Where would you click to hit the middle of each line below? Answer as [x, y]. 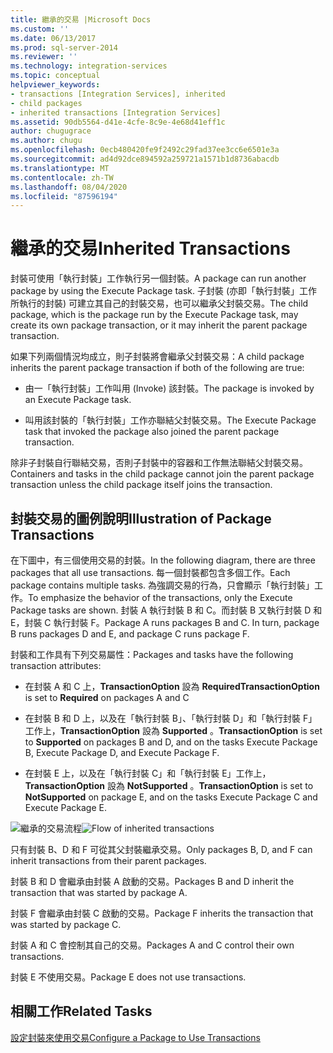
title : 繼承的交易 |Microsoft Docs [81, 19]
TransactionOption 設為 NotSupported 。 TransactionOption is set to [169, 785]
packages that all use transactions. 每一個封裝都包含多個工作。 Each [150, 572]
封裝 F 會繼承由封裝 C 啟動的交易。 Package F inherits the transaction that [162, 913]
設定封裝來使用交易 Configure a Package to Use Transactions [135, 1037]
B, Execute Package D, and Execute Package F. [122, 752]
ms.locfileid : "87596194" [64, 196]
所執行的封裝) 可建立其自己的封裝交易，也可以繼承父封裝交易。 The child [159, 303]
